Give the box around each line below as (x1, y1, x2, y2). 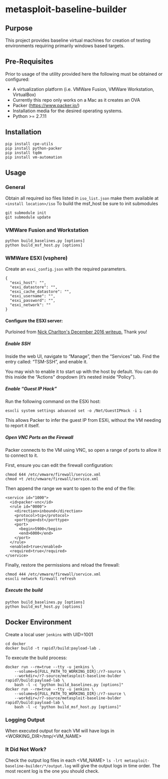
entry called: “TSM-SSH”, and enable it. (5, 359, 88, 365)
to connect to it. (5, 452, 39, 458)
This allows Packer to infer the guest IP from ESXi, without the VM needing (5, 417, 161, 423)
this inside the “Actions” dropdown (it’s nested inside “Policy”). (5, 374, 136, 380)
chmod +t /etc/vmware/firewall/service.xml (5, 477, 99, 482)
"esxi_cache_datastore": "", (10, 289, 72, 294)
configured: (5, 76, 29, 82)
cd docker (5, 641, 26, 646)
